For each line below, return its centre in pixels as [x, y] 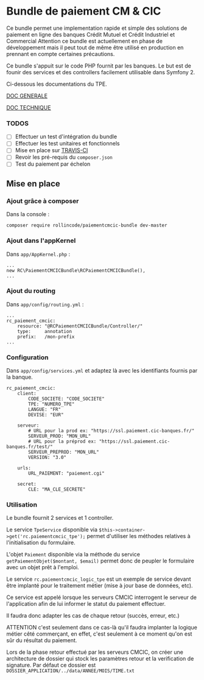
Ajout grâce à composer [43, 201]
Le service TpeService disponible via [52, 530]
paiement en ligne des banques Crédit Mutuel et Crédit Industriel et [91, 34]
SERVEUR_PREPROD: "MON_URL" [64, 452]
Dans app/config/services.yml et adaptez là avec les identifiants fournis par [102, 371]
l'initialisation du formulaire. [41, 542]
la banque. [20, 377]
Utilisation [22, 505]
